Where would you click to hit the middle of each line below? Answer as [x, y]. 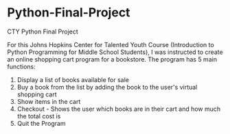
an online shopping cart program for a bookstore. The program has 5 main [112, 59]
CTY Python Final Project [43, 31]
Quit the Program [42, 123]
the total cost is [39, 116]
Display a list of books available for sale [73, 79]
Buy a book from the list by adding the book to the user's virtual [107, 87]
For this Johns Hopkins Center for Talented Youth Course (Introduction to [111, 44]
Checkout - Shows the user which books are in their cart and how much [119, 109]
